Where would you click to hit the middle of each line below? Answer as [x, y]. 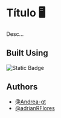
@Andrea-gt [30, 102]
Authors [22, 87]
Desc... [15, 34]
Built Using [27, 53]
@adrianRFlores [35, 108]
